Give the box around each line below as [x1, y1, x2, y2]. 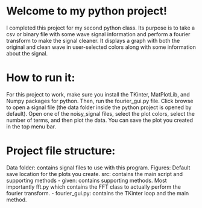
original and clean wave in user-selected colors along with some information [6, 43, 196, 51]
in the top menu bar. [6, 122, 56, 130]
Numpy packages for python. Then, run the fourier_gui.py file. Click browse [6, 97, 194, 104]
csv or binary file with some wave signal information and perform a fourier [6, 30, 191, 37]
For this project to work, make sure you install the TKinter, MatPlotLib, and [6, 90, 190, 98]
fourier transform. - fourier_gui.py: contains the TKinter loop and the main [6, 189, 189, 197]
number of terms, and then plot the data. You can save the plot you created [6, 116, 194, 124]
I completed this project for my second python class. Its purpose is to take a [6, 24, 195, 31]
